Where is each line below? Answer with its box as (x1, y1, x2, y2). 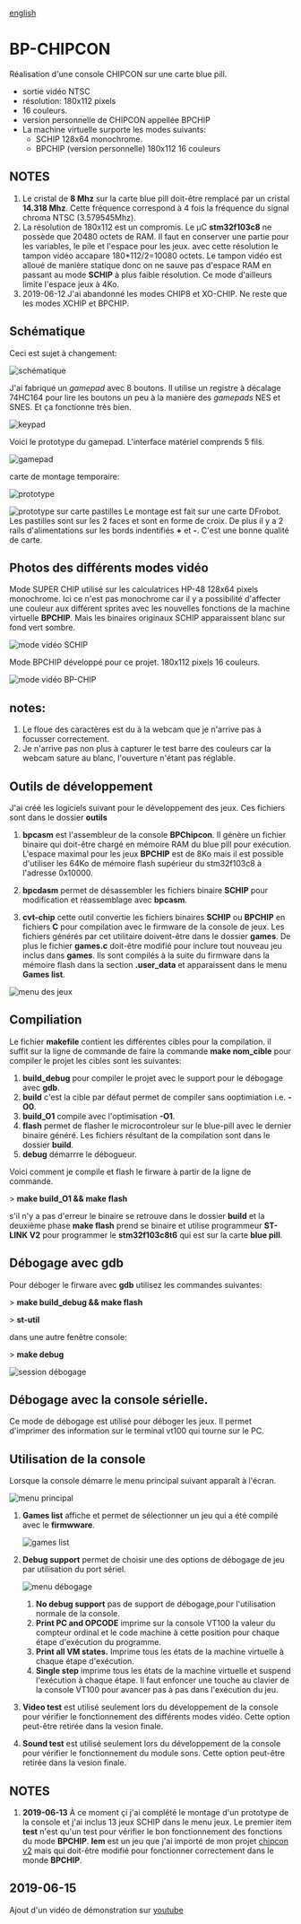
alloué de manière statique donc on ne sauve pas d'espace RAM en (21, 259, 271, 270)
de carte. (9, 534, 43, 545)
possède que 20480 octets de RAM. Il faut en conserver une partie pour (21, 231, 289, 241)
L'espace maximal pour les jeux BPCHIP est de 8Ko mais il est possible (21, 849, 284, 859)
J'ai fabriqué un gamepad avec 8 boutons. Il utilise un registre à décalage (9, 382, 281, 393)
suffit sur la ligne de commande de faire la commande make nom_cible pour (9, 1045, 292, 1057)
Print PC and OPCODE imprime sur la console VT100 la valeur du (35, 1618, 276, 1629)
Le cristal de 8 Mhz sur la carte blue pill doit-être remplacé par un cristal (21, 193, 290, 204)
